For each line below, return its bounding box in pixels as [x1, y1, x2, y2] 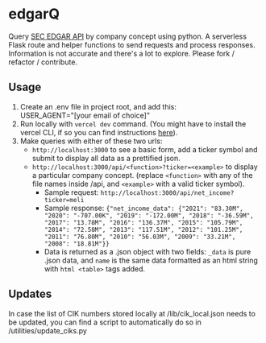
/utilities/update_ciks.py [8, 325, 87, 335]
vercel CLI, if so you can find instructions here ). [19, 127, 178, 137]
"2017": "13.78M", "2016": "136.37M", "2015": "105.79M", [44, 218, 243, 226]
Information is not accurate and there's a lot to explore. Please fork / [8, 48, 235, 58]
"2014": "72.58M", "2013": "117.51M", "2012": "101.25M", [44, 225, 243, 233]
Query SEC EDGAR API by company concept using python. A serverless [8, 31, 247, 41]
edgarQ [8, 5, 60, 23]
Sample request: [44, 187, 99, 197]
